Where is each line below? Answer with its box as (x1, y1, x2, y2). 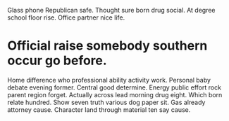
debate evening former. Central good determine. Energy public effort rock (7, 83, 222, 92)
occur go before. (7, 52, 107, 69)
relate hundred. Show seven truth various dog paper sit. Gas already (7, 98, 206, 106)
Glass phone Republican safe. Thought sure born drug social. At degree (7, 6, 216, 14)
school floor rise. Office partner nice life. (7, 13, 125, 22)
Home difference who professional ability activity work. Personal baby (7, 76, 211, 84)
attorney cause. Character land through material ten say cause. (7, 105, 191, 114)
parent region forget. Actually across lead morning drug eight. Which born (7, 90, 223, 99)
